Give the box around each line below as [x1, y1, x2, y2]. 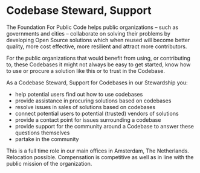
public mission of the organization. [6, 160, 92, 167]
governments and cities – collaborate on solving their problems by [6, 30, 171, 37]
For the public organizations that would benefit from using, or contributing [6, 54, 190, 61]
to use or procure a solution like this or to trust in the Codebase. [6, 67, 165, 74]
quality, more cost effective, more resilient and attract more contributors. [6, 43, 187, 50]
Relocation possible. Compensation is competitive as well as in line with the [6, 153, 194, 160]
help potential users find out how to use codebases [15, 90, 143, 98]
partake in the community [15, 135, 79, 142]
